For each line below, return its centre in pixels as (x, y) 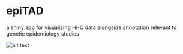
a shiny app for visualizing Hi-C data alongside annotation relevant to (91, 27)
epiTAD (25, 11)
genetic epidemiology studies (43, 33)
